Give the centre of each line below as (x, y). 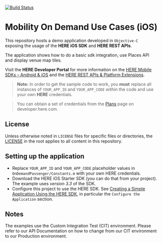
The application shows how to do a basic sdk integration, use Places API (77, 55)
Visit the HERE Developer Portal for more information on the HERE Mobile (78, 69)
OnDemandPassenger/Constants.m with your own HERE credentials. (76, 173)
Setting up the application (45, 156)
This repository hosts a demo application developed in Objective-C (72, 40)
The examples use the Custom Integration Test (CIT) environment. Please (78, 226)
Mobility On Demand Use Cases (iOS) (81, 27)
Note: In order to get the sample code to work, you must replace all (84, 84)
